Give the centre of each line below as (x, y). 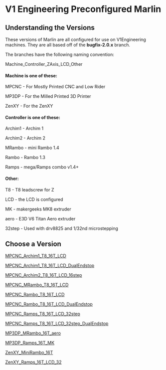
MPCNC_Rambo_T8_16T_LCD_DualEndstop (49, 304)
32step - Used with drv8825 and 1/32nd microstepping (62, 228)
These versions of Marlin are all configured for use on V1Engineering (76, 39)
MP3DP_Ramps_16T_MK (30, 343)
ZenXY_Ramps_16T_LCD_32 (33, 362)
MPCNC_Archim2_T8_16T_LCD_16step (44, 275)
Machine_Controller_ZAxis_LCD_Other (44, 64)
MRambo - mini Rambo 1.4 (32, 148)
